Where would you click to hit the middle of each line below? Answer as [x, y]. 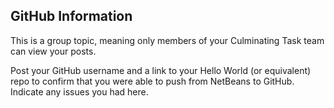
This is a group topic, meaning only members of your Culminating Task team [167, 40]
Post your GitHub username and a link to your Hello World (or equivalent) [161, 70]
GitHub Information [71, 16]
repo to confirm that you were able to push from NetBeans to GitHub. [152, 81]
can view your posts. [53, 51]
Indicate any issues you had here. [79, 91]
